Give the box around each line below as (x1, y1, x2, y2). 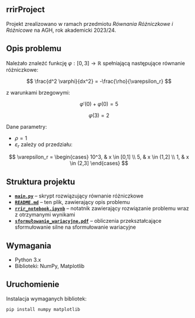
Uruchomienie (6, 279, 60, 290)
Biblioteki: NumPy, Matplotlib (14, 263, 85, 270)
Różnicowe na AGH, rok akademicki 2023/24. (6, 26, 117, 34)
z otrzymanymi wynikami (14, 211, 75, 218)
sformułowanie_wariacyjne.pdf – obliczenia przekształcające (14, 217, 162, 225)
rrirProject (6, 5, 45, 15)
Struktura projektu (6, 176, 75, 187)
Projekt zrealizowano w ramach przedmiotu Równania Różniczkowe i (6, 20, 173, 27)
